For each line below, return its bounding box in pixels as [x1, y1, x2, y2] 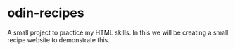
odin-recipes [7, 5, 84, 21]
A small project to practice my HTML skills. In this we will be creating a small [7, 28, 229, 37]
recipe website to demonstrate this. [7, 35, 110, 44]
